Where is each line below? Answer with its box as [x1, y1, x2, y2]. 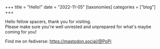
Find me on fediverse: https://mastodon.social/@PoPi [5, 38, 112, 44]
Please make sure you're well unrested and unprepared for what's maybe [5, 24, 152, 30]
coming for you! [5, 29, 37, 34]
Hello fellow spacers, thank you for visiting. [5, 19, 91, 24]
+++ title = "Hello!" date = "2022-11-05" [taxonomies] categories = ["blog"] [5, 4, 156, 10]
